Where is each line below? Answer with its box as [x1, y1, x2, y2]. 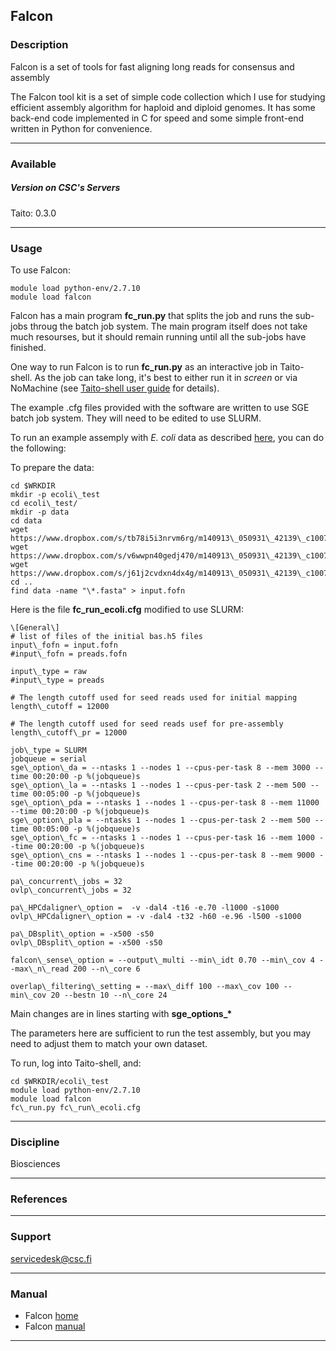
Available [10, 157, 57, 171]
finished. [10, 341, 47, 353]
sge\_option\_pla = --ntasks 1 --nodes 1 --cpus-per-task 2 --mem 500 [10, 815, 311, 825]
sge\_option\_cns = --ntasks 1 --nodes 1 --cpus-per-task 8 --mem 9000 [10, 850, 315, 860]
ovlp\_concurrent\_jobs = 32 [10, 885, 132, 895]
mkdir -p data [10, 507, 70, 517]
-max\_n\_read [10, 964, 70, 974]
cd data [10, 515, 43, 526]
